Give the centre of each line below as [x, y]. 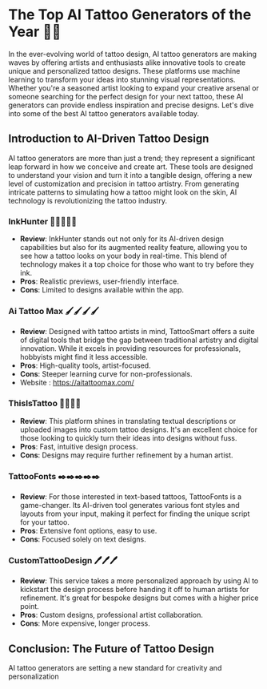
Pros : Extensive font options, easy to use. [88, 530]
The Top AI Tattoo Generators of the [130, 15]
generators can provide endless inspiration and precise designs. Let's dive [131, 105]
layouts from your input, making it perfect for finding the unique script [135, 514]
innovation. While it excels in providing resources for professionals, [130, 349]
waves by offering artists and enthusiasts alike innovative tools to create [127, 62]
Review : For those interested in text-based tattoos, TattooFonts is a [131, 496]
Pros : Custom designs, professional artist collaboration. [112, 615]
